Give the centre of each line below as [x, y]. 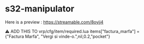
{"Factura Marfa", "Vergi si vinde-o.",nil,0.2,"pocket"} [58, 36]
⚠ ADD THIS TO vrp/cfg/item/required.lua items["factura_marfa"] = [72, 31]
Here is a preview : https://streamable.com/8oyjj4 [54, 22]
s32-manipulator [40, 9]
